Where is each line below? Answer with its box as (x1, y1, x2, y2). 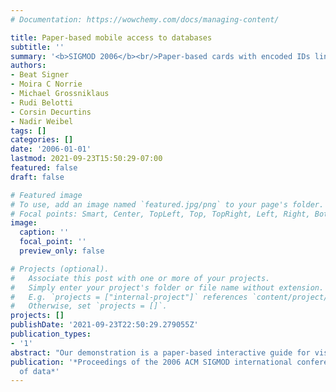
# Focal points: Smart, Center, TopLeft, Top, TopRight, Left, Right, (10, 209, 311, 219)
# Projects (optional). (10, 264, 110, 274)
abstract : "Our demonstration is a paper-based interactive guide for (10, 347, 311, 358)
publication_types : (10, 329, 92, 339)
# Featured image (10, 190, 83, 200)
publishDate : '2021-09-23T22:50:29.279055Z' (10, 320, 199, 330)
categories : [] (10, 135, 74, 145)
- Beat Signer (10, 70, 70, 80)
